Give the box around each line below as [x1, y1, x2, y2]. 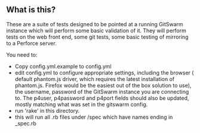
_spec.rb [14, 119, 37, 127]
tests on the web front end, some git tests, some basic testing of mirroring [6, 33, 189, 41]
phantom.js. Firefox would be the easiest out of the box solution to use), [14, 82, 192, 89]
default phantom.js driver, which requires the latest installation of [14, 75, 175, 82]
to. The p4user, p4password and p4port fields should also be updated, [14, 94, 189, 101]
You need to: [6, 51, 38, 58]
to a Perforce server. [6, 39, 57, 47]
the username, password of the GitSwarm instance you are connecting [14, 88, 189, 95]
